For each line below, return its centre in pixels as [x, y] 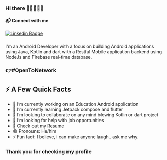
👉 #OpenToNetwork [31, 70]
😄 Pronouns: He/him [35, 131]
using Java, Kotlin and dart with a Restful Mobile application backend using [84, 52]
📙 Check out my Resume [38, 126]
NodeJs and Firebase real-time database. [49, 57]
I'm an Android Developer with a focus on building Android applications [80, 46]
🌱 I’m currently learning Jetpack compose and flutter [68, 109]
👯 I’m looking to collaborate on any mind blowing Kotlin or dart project [86, 115]
